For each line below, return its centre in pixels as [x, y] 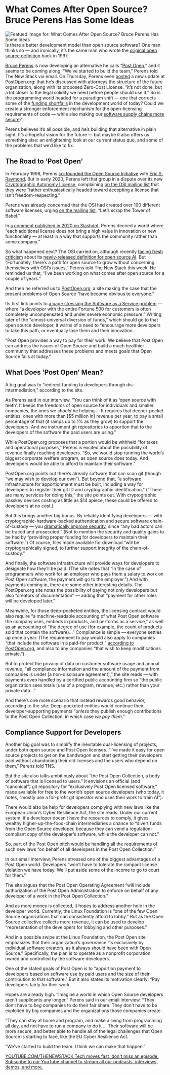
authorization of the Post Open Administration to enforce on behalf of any [82, 890]
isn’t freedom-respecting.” [33, 195]
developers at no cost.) [29, 506]
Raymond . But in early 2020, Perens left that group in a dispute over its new [84, 179]
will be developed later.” [30, 601]
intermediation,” [22, 390]
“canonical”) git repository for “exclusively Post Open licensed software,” [81, 786]
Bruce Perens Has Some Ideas [70, 20]
